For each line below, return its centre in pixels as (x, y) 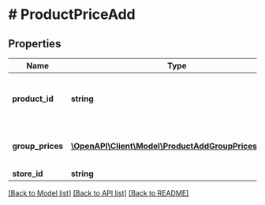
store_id (28, 173)
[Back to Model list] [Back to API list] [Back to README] (99, 193)
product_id (33, 99)
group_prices (38, 146)
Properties (35, 44)
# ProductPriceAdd (72, 15)
